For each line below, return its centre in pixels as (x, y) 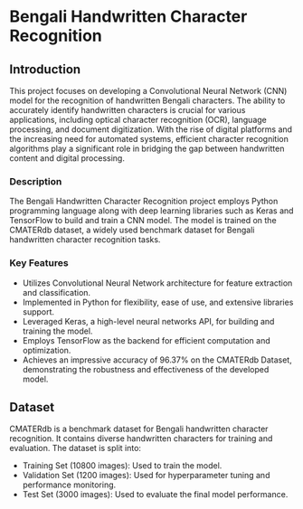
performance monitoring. (69, 485)
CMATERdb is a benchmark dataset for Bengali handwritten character (139, 429)
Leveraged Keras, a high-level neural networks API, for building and (148, 321)
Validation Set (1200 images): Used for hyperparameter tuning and (146, 476)
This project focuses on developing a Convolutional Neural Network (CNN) (148, 91)
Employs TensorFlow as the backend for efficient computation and (147, 340)
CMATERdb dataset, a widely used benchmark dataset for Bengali (132, 230)
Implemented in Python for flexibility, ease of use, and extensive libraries (158, 302)
